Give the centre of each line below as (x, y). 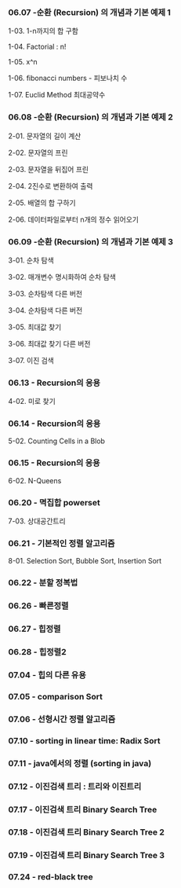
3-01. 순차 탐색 (31, 260)
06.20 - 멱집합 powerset (54, 502)
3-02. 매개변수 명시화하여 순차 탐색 (62, 277)
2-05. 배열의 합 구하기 (42, 203)
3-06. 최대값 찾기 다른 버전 (49, 343)
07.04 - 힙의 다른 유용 (47, 675)
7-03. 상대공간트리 (37, 521)
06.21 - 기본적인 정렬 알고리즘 (62, 543)
